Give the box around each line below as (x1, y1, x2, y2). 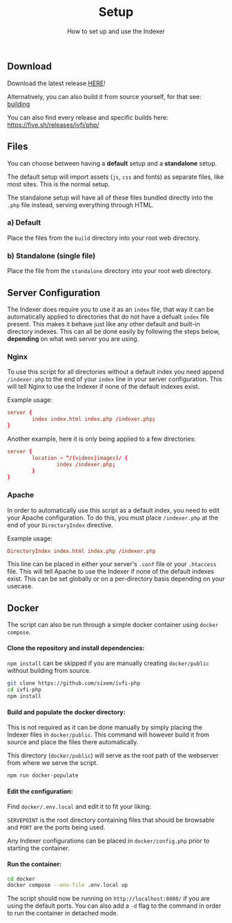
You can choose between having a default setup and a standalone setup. (7, 159, 217, 167)
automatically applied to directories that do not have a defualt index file (7, 313, 210, 321)
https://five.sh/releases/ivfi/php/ (7, 121, 99, 129)
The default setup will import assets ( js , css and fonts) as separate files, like (7, 173, 224, 181)
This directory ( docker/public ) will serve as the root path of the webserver (7, 751, 219, 759)
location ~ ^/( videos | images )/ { (32, 455, 128, 461)
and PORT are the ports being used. (7, 823, 106, 832)
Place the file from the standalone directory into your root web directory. (7, 267, 213, 275)
